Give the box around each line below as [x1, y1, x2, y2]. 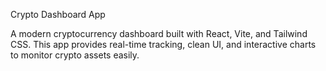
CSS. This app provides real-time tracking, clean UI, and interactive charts [10, 39, 317, 50]
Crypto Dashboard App [10, 9, 106, 20]
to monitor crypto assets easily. [10, 49, 140, 61]
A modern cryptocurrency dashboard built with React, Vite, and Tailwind [10, 28, 308, 39]
